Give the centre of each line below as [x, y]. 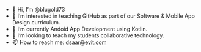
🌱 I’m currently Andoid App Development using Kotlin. [80, 29]
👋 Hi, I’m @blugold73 [38, 9]
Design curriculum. [36, 22]
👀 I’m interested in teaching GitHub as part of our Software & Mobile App [104, 16]
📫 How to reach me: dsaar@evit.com [59, 42]
